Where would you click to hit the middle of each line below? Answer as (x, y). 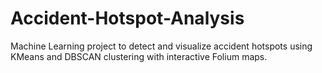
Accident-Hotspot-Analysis (127, 18)
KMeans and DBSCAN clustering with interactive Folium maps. (139, 56)
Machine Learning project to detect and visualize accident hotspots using (161, 46)
